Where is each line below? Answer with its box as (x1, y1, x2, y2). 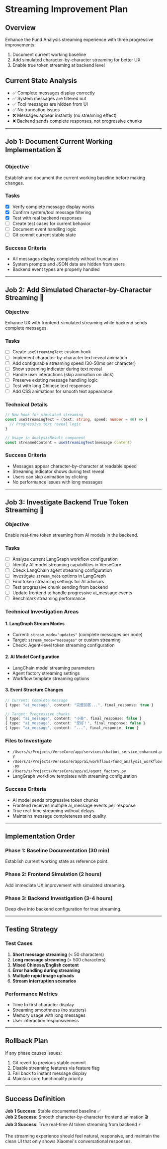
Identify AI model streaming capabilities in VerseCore (12, 561, 122, 567)
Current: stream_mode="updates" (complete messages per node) (12, 632, 143, 638)
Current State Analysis (5, 76, 78, 85)
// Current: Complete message (5, 697, 68, 703)
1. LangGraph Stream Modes (5, 620, 65, 627)
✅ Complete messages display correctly (12, 90, 95, 96)
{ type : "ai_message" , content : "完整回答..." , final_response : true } (5, 702, 154, 707)
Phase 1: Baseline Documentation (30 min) (5, 847, 110, 854)
